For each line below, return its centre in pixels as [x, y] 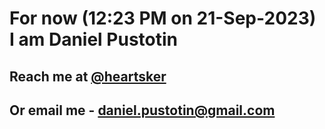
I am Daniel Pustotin [94, 39]
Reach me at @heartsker [88, 76]
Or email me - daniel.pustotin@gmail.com [142, 110]
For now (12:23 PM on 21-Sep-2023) [163, 18]
